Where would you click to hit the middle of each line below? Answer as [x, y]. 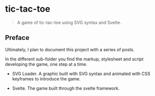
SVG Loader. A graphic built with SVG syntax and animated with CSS [81, 74]
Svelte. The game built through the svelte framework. [66, 88]
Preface [17, 38]
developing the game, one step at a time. [46, 64]
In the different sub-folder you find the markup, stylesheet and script [74, 59]
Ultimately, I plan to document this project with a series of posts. [70, 49]
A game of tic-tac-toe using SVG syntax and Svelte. [69, 22]
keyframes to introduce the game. [46, 78]
